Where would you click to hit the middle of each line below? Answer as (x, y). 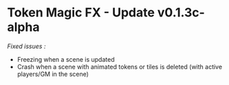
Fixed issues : (26, 46)
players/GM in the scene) (53, 74)
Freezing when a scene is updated (66, 59)
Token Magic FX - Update (81, 13)
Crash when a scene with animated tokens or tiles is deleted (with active (119, 66)
